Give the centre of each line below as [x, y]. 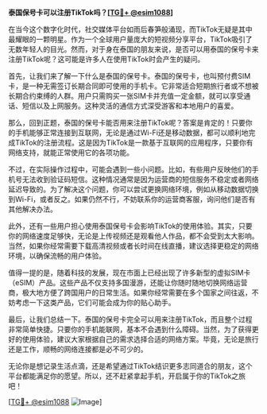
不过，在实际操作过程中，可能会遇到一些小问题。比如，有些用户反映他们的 [130, 169]
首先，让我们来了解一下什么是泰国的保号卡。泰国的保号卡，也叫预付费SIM [130, 76]
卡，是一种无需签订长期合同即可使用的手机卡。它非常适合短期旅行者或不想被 [133, 86]
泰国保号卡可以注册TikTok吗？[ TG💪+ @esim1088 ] [91, 12]
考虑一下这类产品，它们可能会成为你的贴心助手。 [95, 302]
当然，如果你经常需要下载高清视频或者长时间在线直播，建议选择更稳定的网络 [133, 246]
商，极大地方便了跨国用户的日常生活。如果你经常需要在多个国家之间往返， [130, 292]
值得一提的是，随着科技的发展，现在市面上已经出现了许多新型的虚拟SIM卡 [130, 273]
